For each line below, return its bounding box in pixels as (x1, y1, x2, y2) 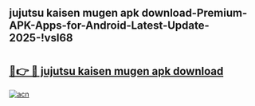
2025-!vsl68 (9, 31, 73, 45)
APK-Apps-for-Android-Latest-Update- (9, 19, 210, 33)
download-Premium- (141, 6, 248, 20)
